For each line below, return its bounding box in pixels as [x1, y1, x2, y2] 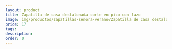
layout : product [5, 7, 40, 13]
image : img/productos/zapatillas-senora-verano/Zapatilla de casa [5, 17, 150, 22]
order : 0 [5, 36, 24, 41]
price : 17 [5, 21, 27, 27]
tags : [5, 27, 17, 32]
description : [5, 31, 33, 36]
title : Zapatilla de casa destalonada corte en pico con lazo [5, 12, 141, 17]
